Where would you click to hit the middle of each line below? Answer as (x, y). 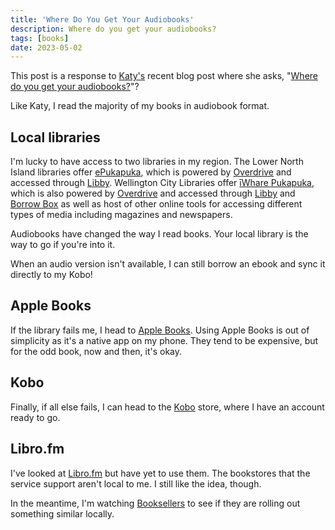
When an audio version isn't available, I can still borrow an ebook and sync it (168, 264)
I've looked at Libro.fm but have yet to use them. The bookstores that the (160, 473)
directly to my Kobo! (51, 275)
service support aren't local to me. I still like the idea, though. (136, 483)
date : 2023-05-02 (46, 47)
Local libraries (55, 137)
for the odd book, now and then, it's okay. (96, 351)
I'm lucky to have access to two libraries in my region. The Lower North (157, 162)
